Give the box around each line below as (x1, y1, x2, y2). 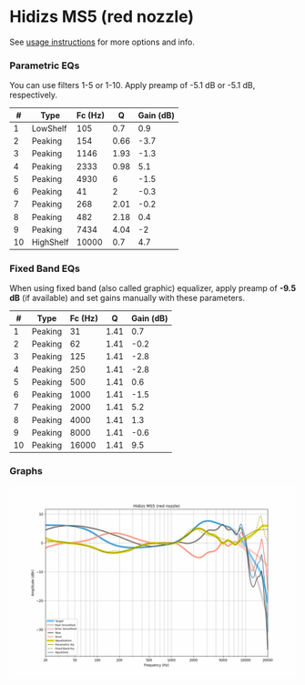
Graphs (9, 465, 43, 478)
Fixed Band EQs (9, 262, 80, 275)
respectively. (9, 89, 57, 101)
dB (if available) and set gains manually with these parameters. (9, 293, 246, 304)
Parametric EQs (9, 59, 80, 72)
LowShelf (31, 123, 67, 134)
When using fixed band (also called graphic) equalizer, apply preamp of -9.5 (9, 283, 297, 294)
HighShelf (31, 237, 69, 247)
